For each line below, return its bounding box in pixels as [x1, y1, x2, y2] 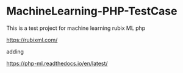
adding [6, 47, 24, 55]
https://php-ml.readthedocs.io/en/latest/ [6, 60, 108, 67]
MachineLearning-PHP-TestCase [6, 4, 178, 18]
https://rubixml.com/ [6, 36, 58, 43]
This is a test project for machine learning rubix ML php [6, 24, 146, 32]
